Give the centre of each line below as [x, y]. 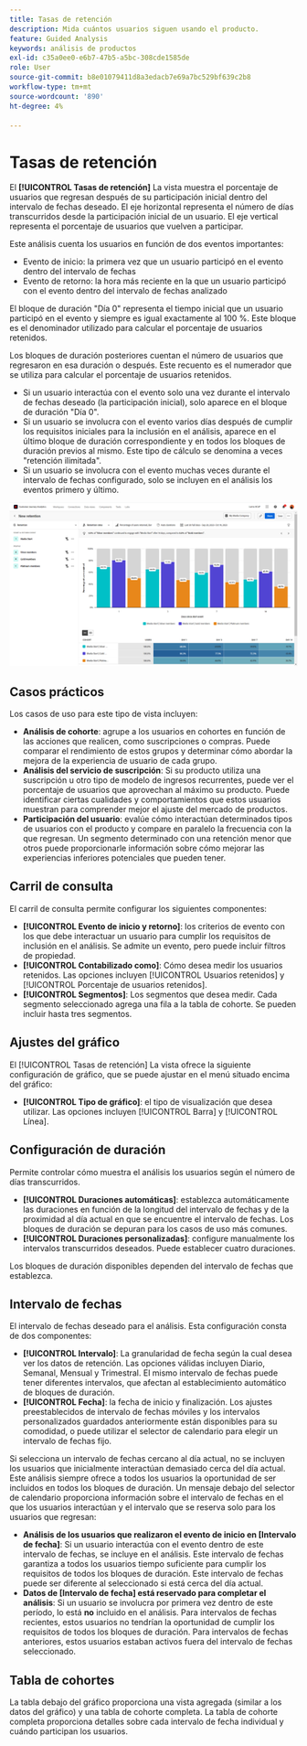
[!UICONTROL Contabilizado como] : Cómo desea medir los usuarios [153, 965]
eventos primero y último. [71, 490]
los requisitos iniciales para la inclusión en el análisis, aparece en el [149, 432]
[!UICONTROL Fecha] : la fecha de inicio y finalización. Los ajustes [147, 1402]
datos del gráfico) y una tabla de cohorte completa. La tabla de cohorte [144, 1712]
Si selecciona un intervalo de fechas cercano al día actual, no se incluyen [148, 1459]
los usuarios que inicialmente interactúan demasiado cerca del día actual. [148, 1469]
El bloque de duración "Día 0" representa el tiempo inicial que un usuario [146, 309]
